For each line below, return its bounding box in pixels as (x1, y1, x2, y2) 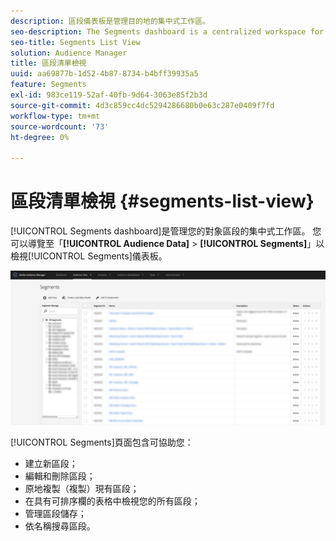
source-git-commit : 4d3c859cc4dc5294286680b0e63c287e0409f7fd (10, 100, 275, 110)
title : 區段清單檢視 (10, 58, 87, 69)
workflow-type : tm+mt (10, 111, 101, 121)
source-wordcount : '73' (10, 121, 110, 132)
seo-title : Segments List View (10, 37, 141, 47)
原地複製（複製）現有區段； (24, 483, 140, 495)
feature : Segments (10, 80, 87, 90)
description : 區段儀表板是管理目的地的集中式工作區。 (10, 16, 211, 26)
